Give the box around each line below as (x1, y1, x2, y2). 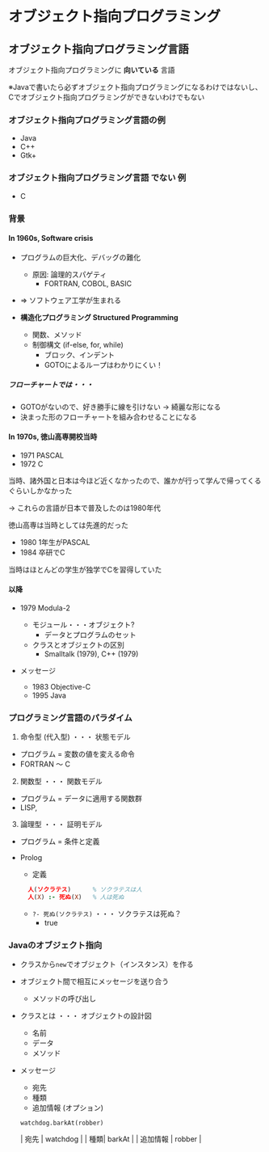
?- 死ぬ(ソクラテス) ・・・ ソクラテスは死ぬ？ (32, 909, 182, 918)
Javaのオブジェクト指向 (8, 939, 103, 951)
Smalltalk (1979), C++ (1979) (44, 649, 139, 659)
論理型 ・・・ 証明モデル (19, 820, 103, 829)
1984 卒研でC (19, 547, 66, 557)
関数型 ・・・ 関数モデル (19, 777, 103, 787)
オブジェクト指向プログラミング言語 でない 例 (8, 172, 187, 184)
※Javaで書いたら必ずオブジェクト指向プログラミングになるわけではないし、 (8, 82, 263, 91)
